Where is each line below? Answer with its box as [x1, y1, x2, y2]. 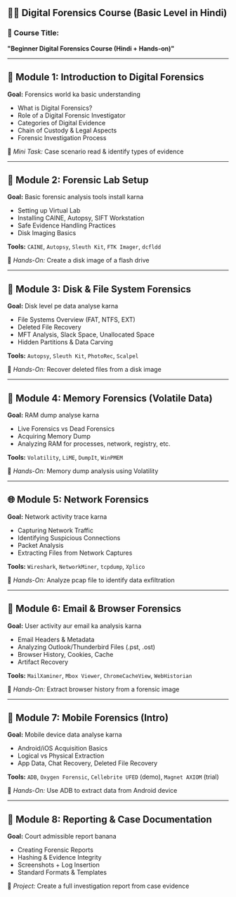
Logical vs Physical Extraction [17, 751, 105, 760]
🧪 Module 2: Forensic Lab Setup [7, 174, 149, 186]
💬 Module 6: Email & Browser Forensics [7, 603, 181, 615]
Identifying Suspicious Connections [17, 533, 121, 542]
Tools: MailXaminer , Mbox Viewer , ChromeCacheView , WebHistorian [7, 671, 192, 679]
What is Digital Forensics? [17, 103, 93, 112]
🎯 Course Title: [7, 28, 60, 38]
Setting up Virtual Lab [17, 206, 81, 215]
